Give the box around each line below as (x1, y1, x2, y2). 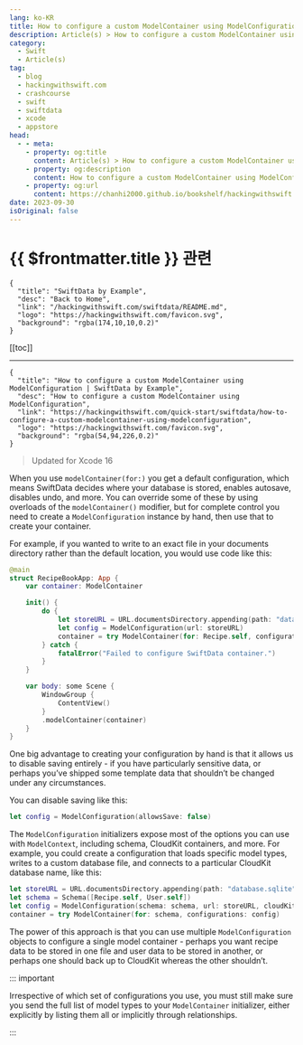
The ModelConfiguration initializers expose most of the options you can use (9, 829, 290, 840)
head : (9, 131, 30, 140)
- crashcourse (17, 89, 70, 98)
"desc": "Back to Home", (17, 295, 111, 304)
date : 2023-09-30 (9, 198, 75, 208)
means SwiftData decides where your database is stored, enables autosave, (9, 482, 291, 493)
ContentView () (57, 698, 111, 708)
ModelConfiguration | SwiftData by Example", (9, 383, 183, 393)
